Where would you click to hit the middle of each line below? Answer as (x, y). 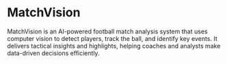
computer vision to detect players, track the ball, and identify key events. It (112, 38)
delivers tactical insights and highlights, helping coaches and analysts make (114, 46)
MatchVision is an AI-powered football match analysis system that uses (107, 31)
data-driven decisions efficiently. (54, 53)
